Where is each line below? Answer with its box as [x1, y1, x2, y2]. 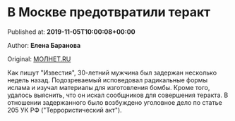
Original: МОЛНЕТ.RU [7, 54, 71, 63]
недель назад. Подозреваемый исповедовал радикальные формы [7, 75, 208, 84]
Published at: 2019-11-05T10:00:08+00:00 [7, 27, 135, 36]
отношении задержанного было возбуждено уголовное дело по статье [7, 98, 222, 106]
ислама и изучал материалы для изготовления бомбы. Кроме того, [7, 83, 210, 91]
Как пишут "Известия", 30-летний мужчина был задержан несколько [7, 68, 217, 77]
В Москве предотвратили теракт [7, 4, 211, 20]
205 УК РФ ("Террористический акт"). [7, 106, 122, 114]
